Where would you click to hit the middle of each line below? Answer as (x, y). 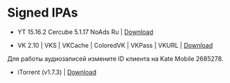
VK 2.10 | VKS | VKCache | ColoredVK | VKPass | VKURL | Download (115, 45)
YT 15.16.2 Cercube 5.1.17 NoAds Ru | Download (85, 32)
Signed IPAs (43, 13)
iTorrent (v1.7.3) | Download (56, 72)
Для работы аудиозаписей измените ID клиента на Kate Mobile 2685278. (115, 58)
